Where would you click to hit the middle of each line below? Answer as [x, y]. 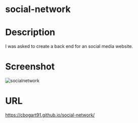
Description [30, 33]
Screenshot [30, 67]
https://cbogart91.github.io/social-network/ [50, 115]
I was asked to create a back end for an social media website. [69, 46]
